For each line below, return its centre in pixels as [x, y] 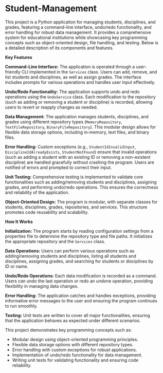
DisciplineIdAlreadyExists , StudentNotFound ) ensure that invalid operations [81, 152]
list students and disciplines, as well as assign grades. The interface [73, 77]
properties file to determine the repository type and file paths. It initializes [79, 236]
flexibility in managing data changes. [42, 286]
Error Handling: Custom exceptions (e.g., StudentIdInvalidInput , [71, 147]
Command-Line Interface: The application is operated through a [70, 67]
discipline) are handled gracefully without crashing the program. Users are [80, 162]
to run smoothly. [21, 306]
